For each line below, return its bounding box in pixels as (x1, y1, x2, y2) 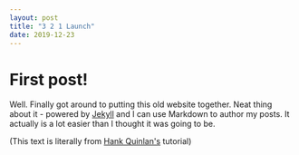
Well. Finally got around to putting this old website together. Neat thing (9, 99, 273, 110)
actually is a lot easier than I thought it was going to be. (9, 119, 216, 130)
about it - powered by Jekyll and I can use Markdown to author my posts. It (9, 109, 290, 120)
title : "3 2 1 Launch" (9, 22, 95, 31)
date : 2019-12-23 (9, 30, 75, 39)
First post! (9, 69, 89, 90)
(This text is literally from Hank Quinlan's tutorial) (9, 136, 192, 147)
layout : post (9, 13, 59, 23)
